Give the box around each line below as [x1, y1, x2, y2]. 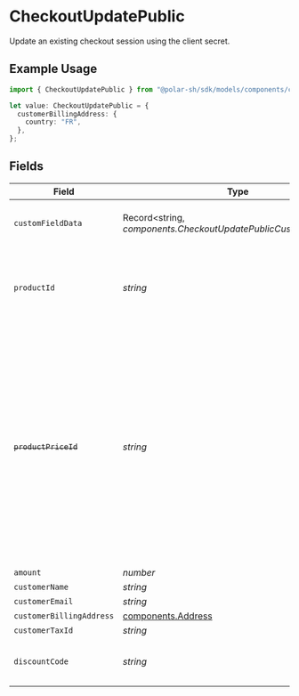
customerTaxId [13, 625, 74, 635]
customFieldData [13, 218, 83, 228]
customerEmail [13, 596, 74, 606]
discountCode [13, 656, 69, 667]
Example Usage [9, 61, 98, 77]
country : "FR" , [25, 117, 82, 126]
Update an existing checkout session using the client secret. [9, 36, 230, 46]
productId [13, 282, 55, 293]
